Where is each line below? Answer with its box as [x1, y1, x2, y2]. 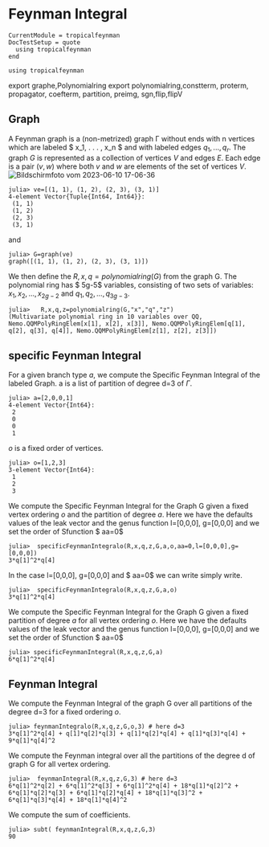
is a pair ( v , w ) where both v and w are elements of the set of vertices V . [8, 162, 247, 171]
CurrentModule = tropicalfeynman [8, 31, 120, 39]
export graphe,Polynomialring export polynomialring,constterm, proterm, [8, 80, 249, 90]
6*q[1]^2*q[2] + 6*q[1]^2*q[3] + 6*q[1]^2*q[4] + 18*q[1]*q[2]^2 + [8, 781, 239, 790]
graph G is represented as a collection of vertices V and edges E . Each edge [8, 153, 261, 162]
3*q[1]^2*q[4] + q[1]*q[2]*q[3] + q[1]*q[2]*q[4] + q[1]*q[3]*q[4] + [8, 729, 247, 738]
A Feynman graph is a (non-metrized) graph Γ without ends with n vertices [8, 133, 255, 143]
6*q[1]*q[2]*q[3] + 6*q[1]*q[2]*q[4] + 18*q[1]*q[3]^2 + [8, 788, 203, 796]
